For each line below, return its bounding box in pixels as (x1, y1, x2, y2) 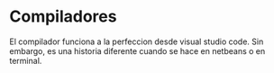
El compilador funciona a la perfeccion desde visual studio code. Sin (9, 36, 264, 47)
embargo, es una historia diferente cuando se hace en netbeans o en (9, 45, 266, 56)
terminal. (9, 55, 42, 66)
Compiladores (9, 6, 117, 27)
